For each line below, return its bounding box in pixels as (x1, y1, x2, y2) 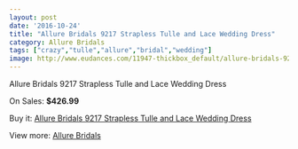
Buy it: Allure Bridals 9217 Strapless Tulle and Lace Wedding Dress (9, 113, 252, 123)
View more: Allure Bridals (9, 130, 102, 140)
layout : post (9, 12, 58, 22)
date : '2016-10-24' (9, 21, 82, 30)
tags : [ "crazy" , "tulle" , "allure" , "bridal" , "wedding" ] (9, 46, 213, 55)
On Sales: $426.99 (9, 96, 80, 106)
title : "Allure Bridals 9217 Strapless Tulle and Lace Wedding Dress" (9, 29, 276, 38)
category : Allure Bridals (9, 37, 105, 47)
